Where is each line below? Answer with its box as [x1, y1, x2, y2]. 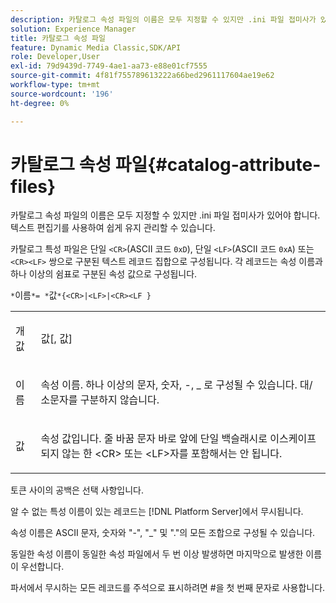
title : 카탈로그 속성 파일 [10, 33, 106, 43]
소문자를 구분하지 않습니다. [40, 393, 160, 407]
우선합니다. [20, 561, 65, 573]
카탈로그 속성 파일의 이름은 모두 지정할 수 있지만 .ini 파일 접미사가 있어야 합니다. [10, 209, 321, 221]
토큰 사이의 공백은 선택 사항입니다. [10, 484, 144, 496]
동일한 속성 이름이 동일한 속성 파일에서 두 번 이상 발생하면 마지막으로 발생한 [10, 548, 304, 560]
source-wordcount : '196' [10, 89, 114, 99]
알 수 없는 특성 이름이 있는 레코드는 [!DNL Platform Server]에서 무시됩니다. [10, 506, 304, 518]
